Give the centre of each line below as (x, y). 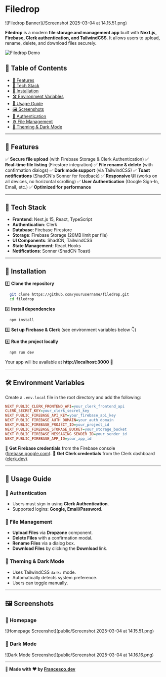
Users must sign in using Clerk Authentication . (61, 504)
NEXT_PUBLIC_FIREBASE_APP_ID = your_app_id (48, 439)
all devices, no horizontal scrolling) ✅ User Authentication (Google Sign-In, (82, 181)
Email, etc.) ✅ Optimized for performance (48, 187)
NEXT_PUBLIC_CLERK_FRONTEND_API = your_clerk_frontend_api (65, 406)
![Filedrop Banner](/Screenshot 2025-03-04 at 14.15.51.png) (66, 23)
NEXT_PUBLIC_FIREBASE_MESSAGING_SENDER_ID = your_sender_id (66, 434)
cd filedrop (22, 299)
